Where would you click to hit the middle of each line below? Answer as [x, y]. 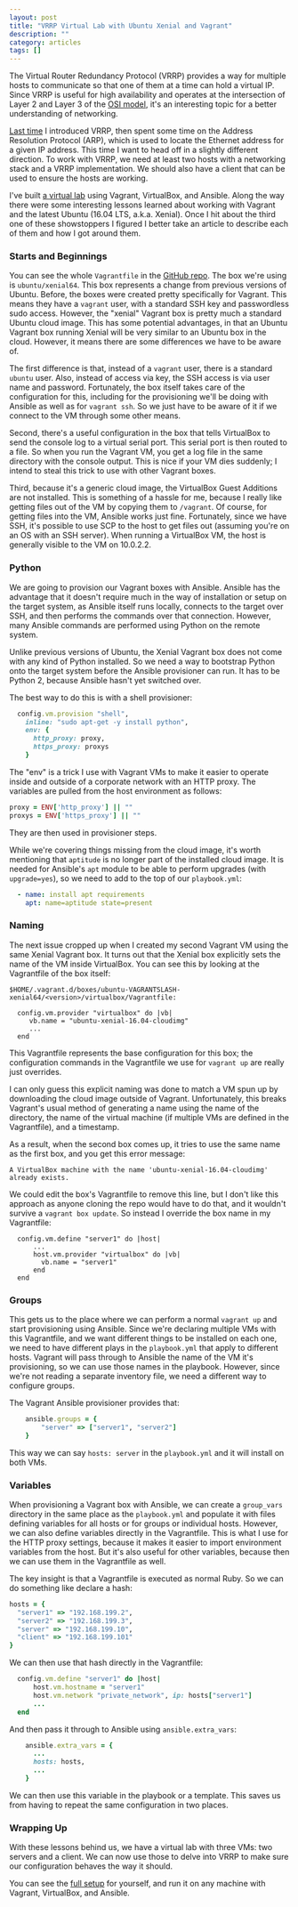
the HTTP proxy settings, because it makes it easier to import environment [145, 1542]
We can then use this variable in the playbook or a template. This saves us [145, 1795]
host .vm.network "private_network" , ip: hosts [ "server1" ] [142, 1695]
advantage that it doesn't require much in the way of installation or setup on [148, 596]
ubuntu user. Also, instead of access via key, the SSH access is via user [140, 378]
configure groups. [42, 1386]
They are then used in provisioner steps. [83, 832]
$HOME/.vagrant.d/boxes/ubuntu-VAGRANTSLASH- [95, 990]
